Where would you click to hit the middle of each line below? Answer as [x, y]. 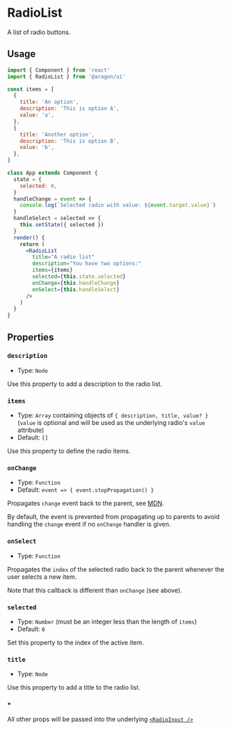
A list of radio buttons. [39, 32]
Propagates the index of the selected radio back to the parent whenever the [116, 569]
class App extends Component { [53, 173]
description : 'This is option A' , [70, 109]
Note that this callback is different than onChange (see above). [95, 590]
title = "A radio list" [64, 257]
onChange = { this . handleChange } [76, 283]
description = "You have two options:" [87, 264]
